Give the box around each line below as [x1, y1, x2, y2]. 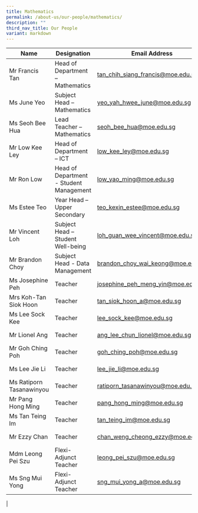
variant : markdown [6, 31, 51, 37]
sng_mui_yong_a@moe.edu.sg [97, 478, 181, 486]
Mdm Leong [9, 450, 42, 458]
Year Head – [54, 196, 88, 204]
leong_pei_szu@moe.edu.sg [97, 453, 175, 462]
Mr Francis [9, 67, 39, 75]
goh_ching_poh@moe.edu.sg [97, 348, 178, 356]
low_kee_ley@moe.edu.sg [97, 147, 169, 155]
